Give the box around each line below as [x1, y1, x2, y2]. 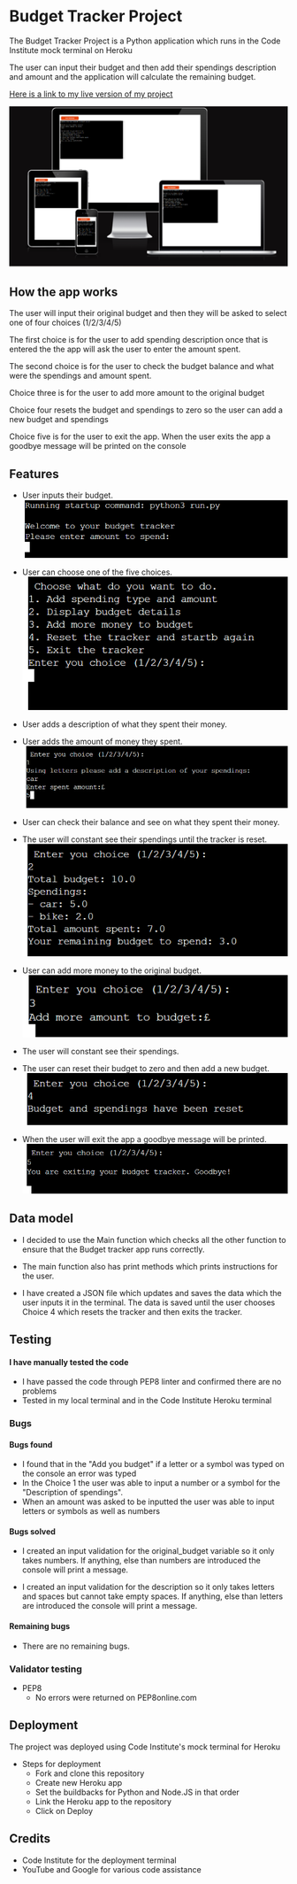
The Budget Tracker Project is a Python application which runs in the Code [9, 35, 281, 46]
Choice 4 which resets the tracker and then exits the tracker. [21, 1306, 243, 1316]
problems [21, 1386, 57, 1396]
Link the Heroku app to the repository [34, 1795, 172, 1807]
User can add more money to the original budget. [21, 965, 202, 976]
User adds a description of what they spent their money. [21, 719, 227, 730]
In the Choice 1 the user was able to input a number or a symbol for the [21, 1478, 281, 1488]
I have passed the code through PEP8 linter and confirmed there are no [21, 1377, 282, 1387]
